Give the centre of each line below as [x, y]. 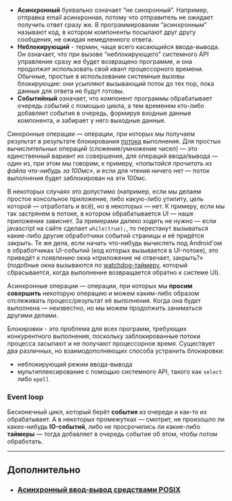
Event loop [26, 396]
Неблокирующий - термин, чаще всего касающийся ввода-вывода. [118, 47]
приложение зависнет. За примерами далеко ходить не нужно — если [112, 221]
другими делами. [33, 315]
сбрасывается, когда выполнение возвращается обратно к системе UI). [114, 272]
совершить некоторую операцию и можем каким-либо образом [103, 293]
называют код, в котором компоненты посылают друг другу [106, 32]
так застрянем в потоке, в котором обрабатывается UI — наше [100, 213]
